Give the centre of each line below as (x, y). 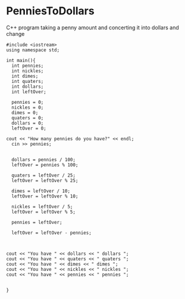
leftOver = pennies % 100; (45, 165)
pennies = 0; (28, 102)
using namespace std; (33, 50)
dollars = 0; (28, 123)
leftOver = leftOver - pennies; (52, 233)
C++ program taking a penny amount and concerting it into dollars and (93, 27)
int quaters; (28, 81)
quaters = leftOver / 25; (44, 175)
